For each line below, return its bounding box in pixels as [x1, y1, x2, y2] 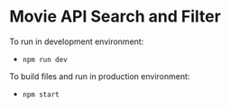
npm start [22, 90, 60, 99]
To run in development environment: [9, 36, 144, 47]
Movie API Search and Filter [9, 6, 221, 27]
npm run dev [22, 55, 68, 64]
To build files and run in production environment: [9, 70, 190, 82]
